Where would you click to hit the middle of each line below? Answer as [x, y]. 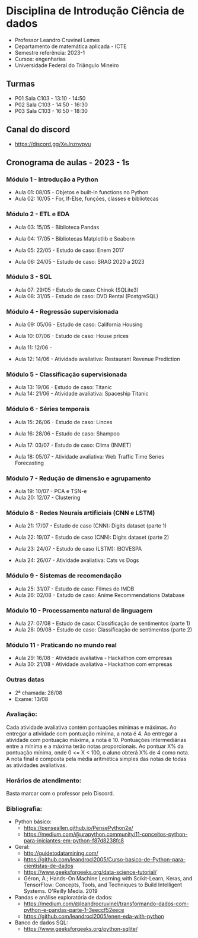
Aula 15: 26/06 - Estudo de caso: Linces [63, 422]
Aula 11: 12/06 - [33, 348]
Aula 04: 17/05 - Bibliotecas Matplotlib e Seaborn [75, 238]
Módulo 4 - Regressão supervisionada [62, 311]
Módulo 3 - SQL [29, 277]
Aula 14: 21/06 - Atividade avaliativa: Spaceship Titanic [82, 394]
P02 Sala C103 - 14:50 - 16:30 [51, 105]
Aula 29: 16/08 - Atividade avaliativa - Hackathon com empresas [93, 658]
